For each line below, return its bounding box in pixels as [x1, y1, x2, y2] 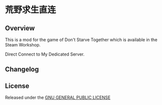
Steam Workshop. [5, 42, 41, 47]
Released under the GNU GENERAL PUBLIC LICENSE [5, 95, 111, 101]
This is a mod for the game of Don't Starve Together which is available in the [5, 37, 158, 43]
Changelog [5, 65, 39, 74]
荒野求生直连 [5, 4, 57, 15]
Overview [5, 24, 35, 32]
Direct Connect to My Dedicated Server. [5, 51, 85, 57]
